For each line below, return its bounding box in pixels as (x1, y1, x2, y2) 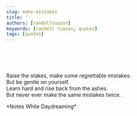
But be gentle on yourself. (6, 79, 70, 86)
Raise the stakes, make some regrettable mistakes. (6, 72, 132, 79)
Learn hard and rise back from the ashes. (6, 85, 108, 92)
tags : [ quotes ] (6, 31, 44, 37)
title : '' (6, 14, 31, 20)
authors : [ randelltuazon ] (6, 20, 71, 26)
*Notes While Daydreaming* (6, 103, 77, 110)
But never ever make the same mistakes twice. (6, 91, 121, 99)
